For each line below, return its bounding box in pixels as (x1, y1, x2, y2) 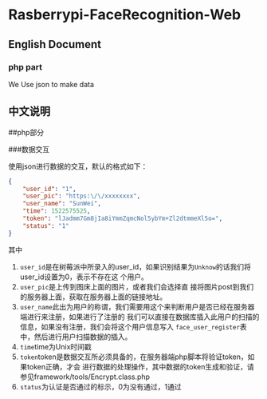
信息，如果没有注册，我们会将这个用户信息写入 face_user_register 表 (19, 321, 247, 331)
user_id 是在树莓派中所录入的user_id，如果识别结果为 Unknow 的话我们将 (19, 261, 251, 271)
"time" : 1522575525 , (22, 207, 91, 215)
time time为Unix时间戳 (19, 341, 92, 351)
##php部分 (8, 127, 45, 137)
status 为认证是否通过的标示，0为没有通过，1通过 (19, 381, 182, 391)
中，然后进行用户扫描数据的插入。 (19, 332, 132, 341)
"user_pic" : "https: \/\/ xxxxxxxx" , (22, 192, 141, 201)
